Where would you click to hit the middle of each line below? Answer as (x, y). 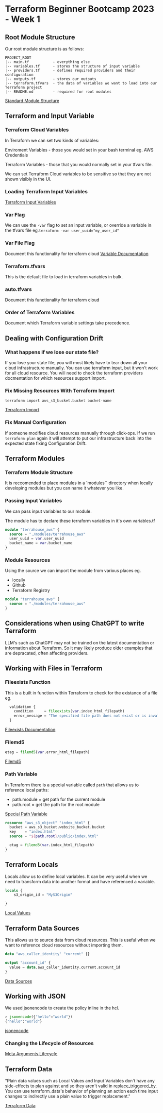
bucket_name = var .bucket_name (41, 543)
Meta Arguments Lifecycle (31, 1054)
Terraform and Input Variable (50, 116)
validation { (23, 707)
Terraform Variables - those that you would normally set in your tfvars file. (79, 164)
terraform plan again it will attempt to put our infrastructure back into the (78, 438)
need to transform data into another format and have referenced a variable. (80, 881)
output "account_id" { (28, 962)
